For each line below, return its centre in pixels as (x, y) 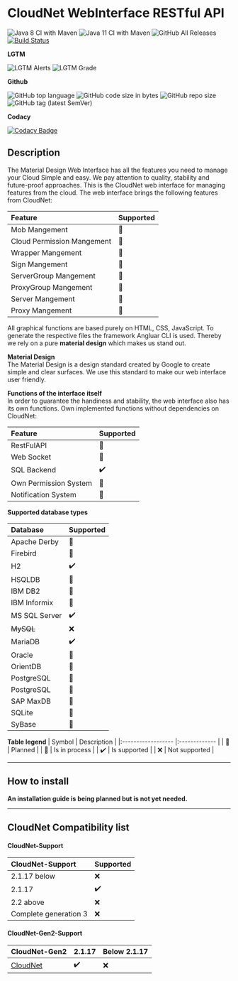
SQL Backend (34, 470)
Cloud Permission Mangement (61, 241)
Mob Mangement (40, 229)
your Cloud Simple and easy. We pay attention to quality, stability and (108, 177)
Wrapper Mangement (46, 252)
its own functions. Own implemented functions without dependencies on (113, 408)
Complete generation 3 (49, 914)
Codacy (19, 116)
